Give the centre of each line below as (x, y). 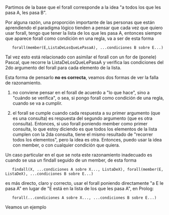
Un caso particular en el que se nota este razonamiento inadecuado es (79, 155)
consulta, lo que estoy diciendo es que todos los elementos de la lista (85, 129)
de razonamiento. (23, 83)
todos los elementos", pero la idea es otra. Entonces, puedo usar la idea (87, 140)
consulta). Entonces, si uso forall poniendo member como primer (80, 124)
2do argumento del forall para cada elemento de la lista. (63, 68)
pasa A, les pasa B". (26, 13)
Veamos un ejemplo (26, 207)
